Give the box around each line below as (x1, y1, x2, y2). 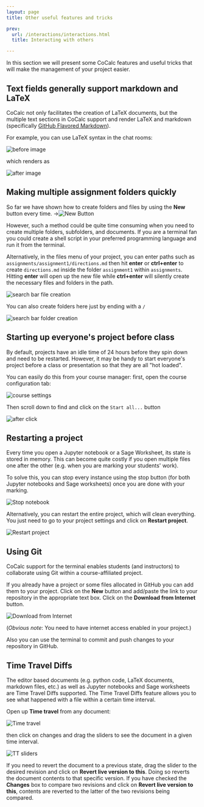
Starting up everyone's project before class (6, 332, 175, 343)
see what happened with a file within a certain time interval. (6, 696, 156, 703)
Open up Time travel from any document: (6, 708, 111, 715)
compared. (6, 794, 34, 801)
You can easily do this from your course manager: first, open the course (6, 373, 187, 381)
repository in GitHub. (6, 643, 59, 650)
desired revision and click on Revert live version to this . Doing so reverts (6, 768, 190, 775)
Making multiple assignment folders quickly (6, 187, 177, 197)
